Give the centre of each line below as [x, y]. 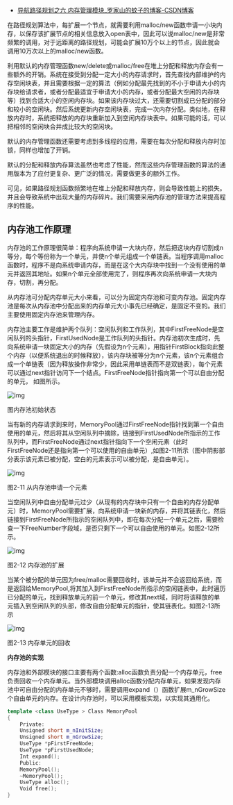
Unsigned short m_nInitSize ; [62, 731]
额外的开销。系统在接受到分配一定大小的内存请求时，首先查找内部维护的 [116, 74]
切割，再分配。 [41, 282]
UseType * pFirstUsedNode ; [57, 750]
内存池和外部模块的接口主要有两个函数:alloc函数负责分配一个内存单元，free [115, 672]
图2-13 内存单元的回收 [39, 642]
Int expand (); [40, 756]
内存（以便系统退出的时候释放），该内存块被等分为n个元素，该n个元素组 [115, 355]
